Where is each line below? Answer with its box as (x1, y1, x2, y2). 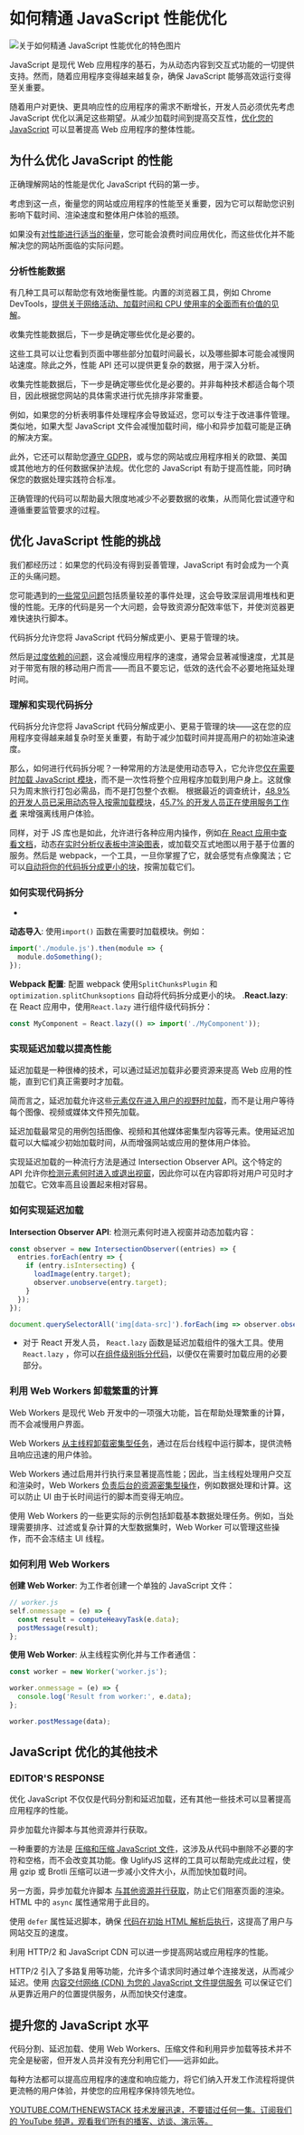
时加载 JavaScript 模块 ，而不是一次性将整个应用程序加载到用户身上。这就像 (9, 774, 292, 785)
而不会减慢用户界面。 (9, 1418, 89, 1429)
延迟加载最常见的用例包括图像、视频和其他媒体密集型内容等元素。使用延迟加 (9, 1125, 295, 1137)
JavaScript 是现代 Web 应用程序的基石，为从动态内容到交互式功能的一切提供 (9, 59, 295, 70)
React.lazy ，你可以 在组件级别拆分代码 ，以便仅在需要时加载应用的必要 (22, 1348, 288, 1359)
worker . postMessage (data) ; (9, 1716, 111, 1726)
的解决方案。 (9, 432, 57, 443)
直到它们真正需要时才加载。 (24, 1076, 128, 1087)
